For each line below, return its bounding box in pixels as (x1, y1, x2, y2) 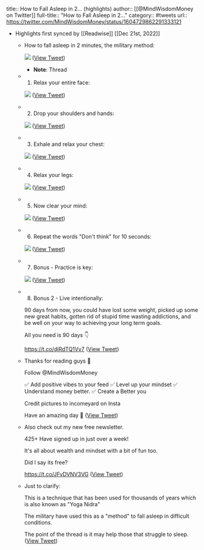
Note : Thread (33, 66, 68, 73)
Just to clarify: (24, 482, 61, 489)
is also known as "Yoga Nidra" (24, 501, 100, 507)
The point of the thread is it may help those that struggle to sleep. (24, 531, 189, 538)
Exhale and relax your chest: (33, 141, 105, 148)
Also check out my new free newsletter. (24, 423, 124, 431)
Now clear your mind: (33, 202, 88, 209)
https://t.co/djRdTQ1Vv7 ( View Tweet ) (24, 346, 119, 352)
